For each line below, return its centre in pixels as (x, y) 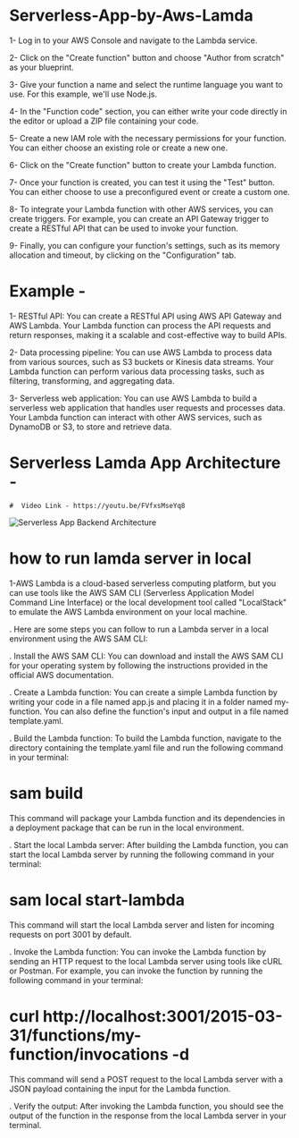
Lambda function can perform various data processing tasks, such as (137, 371)
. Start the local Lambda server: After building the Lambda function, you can (149, 845)
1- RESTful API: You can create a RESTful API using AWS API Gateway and (145, 316)
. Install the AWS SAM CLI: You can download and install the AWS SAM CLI (146, 656)
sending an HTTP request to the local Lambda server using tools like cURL (146, 961)
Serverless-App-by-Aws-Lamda (131, 16)
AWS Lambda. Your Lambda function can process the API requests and (140, 325)
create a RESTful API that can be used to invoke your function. (124, 228)
